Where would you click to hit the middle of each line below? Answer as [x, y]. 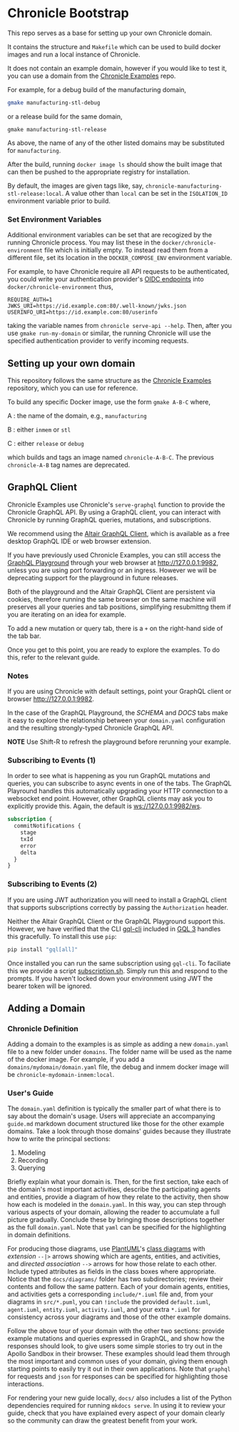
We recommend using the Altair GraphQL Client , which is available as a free [119, 533]
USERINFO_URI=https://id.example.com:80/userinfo [83, 312]
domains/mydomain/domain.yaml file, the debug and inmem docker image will [118, 1067]
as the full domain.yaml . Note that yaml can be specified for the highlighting [117, 1228]
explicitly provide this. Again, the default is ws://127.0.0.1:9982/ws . [105, 806]
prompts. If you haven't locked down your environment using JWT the [110, 978]
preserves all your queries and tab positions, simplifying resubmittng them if [119, 607]
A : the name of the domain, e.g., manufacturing [77, 415]
